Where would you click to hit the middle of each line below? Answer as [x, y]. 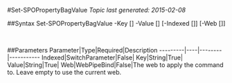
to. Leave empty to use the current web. [64, 72]
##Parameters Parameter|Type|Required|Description [82, 50]
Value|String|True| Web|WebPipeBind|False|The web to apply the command [115, 65]
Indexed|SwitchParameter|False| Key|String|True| [112, 57]
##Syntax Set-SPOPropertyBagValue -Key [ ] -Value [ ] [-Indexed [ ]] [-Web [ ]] [116, 23]
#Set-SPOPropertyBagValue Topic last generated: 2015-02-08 [96, 10]
